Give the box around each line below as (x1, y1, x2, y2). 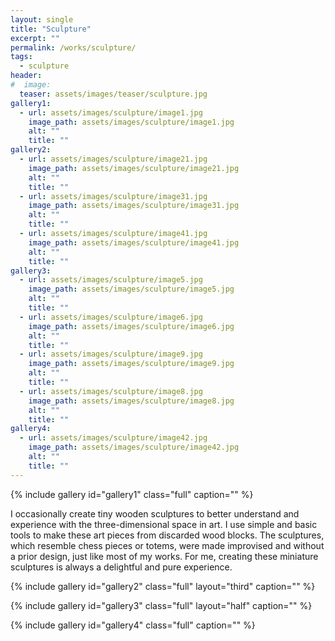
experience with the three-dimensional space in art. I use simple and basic (10, 518, 318, 530)
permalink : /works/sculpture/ (10, 42, 137, 53)
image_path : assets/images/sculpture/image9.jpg (28, 359, 235, 369)
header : (10, 71, 43, 81)
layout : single (10, 14, 74, 25)
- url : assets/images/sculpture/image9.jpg (19, 349, 203, 360)
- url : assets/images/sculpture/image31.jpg (19, 191, 208, 201)
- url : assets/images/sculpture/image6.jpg (19, 312, 203, 322)
